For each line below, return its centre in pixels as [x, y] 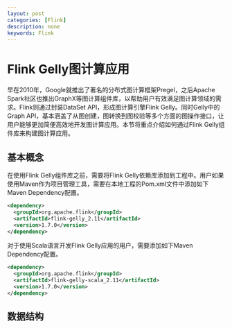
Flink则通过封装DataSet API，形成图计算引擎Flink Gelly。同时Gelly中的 [119, 107]
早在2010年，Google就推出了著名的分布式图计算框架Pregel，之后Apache [111, 90]
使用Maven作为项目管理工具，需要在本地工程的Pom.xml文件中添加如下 [108, 184]
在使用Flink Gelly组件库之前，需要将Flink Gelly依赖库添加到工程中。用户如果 [116, 175]
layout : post [26, 14]
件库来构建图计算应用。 [41, 133]
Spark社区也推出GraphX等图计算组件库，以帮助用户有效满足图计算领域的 [111, 98]
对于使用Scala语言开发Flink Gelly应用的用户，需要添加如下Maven [100, 245]
